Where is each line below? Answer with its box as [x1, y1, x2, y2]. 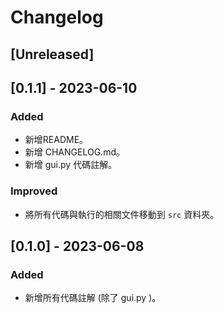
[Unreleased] [10, 46, 95, 63]
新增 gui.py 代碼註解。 [24, 159, 118, 171]
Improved [10, 184, 58, 198]
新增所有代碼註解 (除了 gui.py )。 [24, 292, 162, 304]
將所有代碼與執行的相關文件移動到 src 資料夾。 [24, 208, 220, 220]
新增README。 [24, 134, 89, 146]
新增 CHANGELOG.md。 [24, 146, 125, 158]
